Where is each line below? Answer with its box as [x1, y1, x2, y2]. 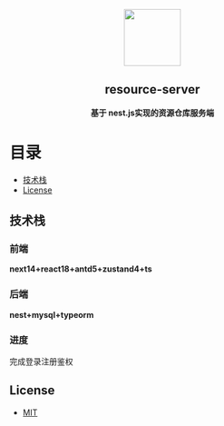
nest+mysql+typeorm [9, 309, 94, 320]
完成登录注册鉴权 [9, 356, 73, 367]
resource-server [104, 82, 200, 97]
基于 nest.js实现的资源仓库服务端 [90, 107, 215, 118]
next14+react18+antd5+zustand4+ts [9, 263, 152, 274]
